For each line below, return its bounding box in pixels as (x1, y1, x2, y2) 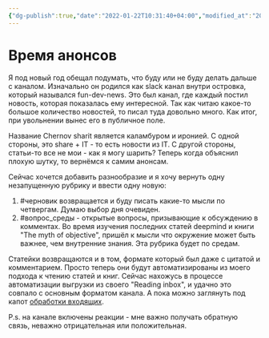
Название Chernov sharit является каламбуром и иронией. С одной (8, 131, 239, 140)
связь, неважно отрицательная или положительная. (8, 320, 187, 330)
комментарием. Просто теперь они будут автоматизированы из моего (8, 262, 251, 272)
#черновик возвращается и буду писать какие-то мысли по (19, 195, 226, 205)
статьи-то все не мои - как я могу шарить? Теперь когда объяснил (8, 147, 239, 157)
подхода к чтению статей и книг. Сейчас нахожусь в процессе (8, 271, 223, 280)
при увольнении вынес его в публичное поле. (8, 115, 166, 125)
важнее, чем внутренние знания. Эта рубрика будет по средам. (19, 238, 240, 248)
